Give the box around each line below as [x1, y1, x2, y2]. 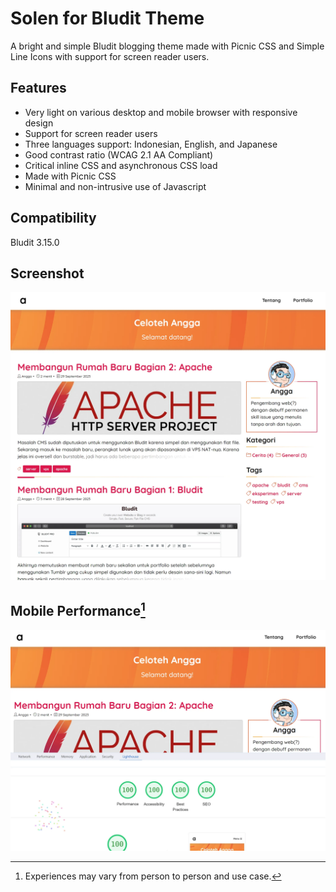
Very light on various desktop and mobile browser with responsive [24, 106, 298, 118]
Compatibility [10, 210, 97, 227]
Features [10, 80, 67, 97]
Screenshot [10, 265, 85, 282]
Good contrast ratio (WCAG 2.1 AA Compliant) [24, 148, 214, 161]
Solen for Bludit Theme [10, 7, 205, 30]
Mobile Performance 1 [10, 600, 146, 620]
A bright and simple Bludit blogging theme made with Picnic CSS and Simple [10, 40, 325, 52]
